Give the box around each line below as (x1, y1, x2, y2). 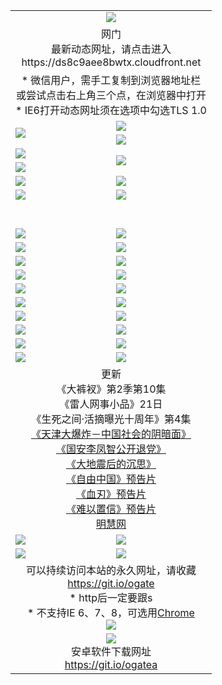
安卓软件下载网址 (70, 644, 152, 658)
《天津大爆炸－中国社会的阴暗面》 (30, 427, 192, 441)
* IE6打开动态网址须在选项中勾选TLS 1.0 (15, 103, 207, 117)
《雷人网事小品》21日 (59, 397, 163, 411)
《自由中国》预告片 (65, 472, 157, 486)
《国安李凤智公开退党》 (55, 442, 167, 456)
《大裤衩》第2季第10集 (56, 382, 167, 396)
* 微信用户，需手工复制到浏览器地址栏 (21, 73, 202, 87)
